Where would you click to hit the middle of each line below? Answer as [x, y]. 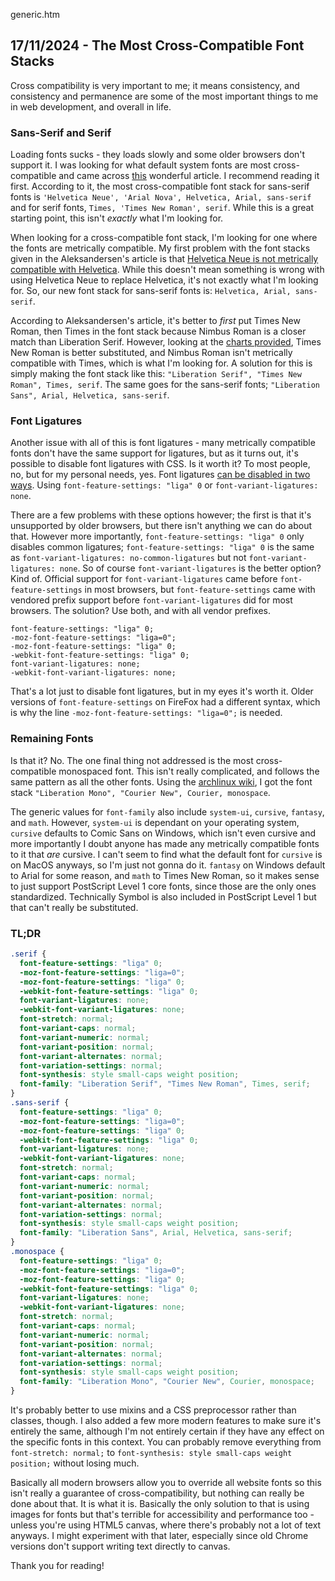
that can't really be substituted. [74, 907]
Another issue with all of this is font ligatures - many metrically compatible [163, 443]
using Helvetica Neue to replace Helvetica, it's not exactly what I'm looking [164, 280]
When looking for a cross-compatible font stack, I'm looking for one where [164, 238]
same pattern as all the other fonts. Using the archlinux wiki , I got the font [161, 781]
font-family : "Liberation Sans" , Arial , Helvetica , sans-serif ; [156, 1233]
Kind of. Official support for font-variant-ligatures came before [144, 579]
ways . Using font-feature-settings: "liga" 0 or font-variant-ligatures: [164, 485]
